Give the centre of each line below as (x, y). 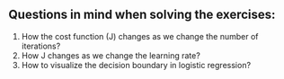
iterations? (41, 46)
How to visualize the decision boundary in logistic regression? (136, 65)
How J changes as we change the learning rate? (111, 55)
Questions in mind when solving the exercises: (142, 15)
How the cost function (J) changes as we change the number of (140, 36)
